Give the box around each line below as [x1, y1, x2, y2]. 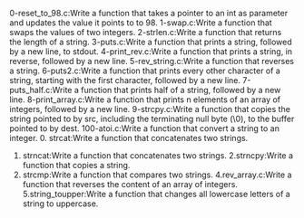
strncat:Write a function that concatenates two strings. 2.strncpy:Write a [22, 150, 293, 161]
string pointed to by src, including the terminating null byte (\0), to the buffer [9, 113, 295, 124]
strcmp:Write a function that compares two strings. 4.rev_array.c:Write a [22, 169, 292, 180]
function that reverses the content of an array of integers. [22, 179, 239, 189]
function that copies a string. [22, 160, 131, 170]
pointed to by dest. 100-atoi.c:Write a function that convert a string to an [9, 123, 279, 134]
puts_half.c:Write [9, 85, 73, 95]
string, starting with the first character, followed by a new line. [9, 75, 241, 85]
